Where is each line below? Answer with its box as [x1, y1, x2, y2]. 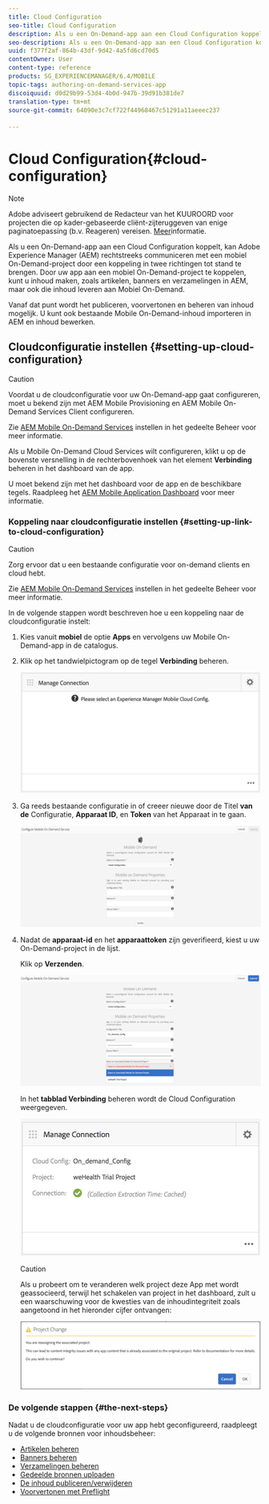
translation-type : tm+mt [8, 97, 91, 106]
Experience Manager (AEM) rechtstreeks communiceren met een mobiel [8, 250, 247, 260]
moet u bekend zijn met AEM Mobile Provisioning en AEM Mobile [8, 398, 222, 408]
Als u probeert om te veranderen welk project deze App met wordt [19, 1279, 239, 1289]
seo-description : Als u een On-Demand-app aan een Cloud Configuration [8, 39, 252, 47]
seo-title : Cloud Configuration [8, 21, 116, 30]
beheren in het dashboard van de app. [8, 463, 134, 473]
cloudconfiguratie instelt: [8, 616, 90, 626]
